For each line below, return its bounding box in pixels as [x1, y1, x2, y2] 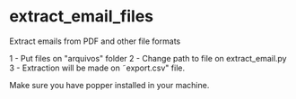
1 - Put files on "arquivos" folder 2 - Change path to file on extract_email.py [9, 53, 287, 63]
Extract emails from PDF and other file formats [9, 36, 181, 46]
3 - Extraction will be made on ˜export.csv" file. [9, 62, 186, 73]
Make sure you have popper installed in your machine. [9, 79, 210, 90]
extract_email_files [9, 6, 154, 27]
